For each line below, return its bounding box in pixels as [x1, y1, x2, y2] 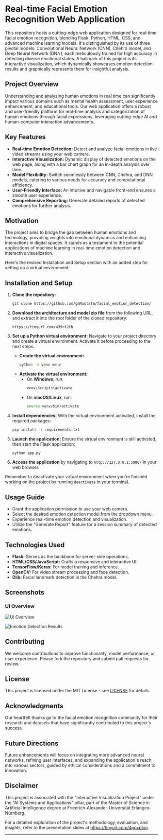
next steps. [12, 344, 35, 350]
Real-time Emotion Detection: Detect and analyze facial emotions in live [12, 146, 157, 152]
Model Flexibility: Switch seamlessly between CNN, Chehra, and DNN [12, 172, 153, 177]
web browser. [12, 464, 40, 470]
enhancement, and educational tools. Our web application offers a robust [5, 103, 151, 109]
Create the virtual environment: [19, 353, 84, 359]
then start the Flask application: [12, 441, 75, 447]
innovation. [5, 768, 28, 773]
